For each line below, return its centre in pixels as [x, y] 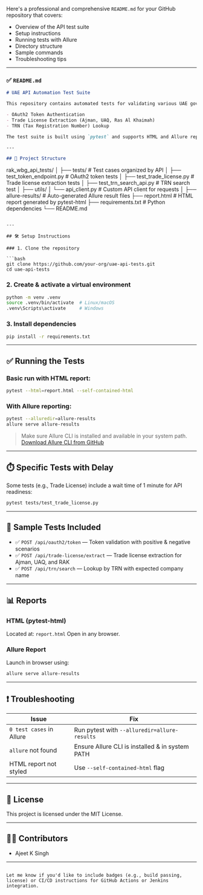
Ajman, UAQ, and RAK [42, 562]
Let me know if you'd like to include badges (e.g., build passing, [94, 875]
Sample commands [39, 53]
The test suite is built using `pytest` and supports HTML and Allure [97, 137]
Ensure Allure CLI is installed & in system [131, 747]
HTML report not [33, 764]
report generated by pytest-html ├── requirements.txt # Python [86, 202]
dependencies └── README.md [47, 208]
